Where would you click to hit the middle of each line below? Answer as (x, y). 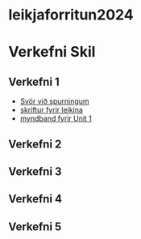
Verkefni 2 (35, 144)
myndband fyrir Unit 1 (56, 118)
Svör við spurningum (55, 101)
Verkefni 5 (35, 226)
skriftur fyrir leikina (51, 110)
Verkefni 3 (35, 171)
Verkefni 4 (35, 199)
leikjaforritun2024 (71, 15)
